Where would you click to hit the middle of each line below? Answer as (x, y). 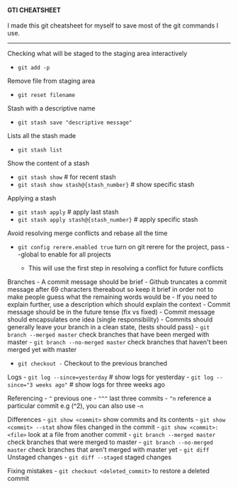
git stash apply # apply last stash (68, 212)
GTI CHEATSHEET (34, 10)
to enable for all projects (75, 254)
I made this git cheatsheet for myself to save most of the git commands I (113, 25)
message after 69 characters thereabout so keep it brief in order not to (110, 290)
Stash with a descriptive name (51, 108)
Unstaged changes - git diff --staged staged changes (90, 458)
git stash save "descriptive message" (75, 123)
